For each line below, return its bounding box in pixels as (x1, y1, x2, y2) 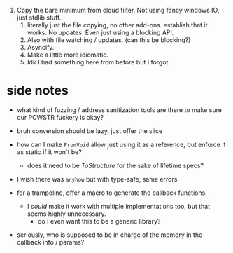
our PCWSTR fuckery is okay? (16, 113, 104, 121)
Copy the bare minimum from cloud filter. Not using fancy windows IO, (16, 6, 220, 14)
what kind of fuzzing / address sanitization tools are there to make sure (16, 105, 222, 114)
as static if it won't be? (16, 147, 82, 156)
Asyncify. (27, 43, 55, 51)
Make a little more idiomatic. (27, 50, 109, 59)
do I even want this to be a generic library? (37, 217, 161, 225)
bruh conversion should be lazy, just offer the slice (16, 126, 163, 135)
